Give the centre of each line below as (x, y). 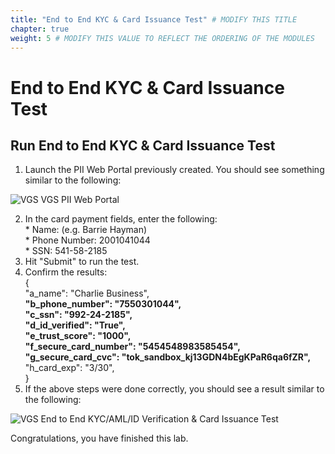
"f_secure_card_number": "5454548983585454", (132, 347)
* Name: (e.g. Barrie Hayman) (86, 230)
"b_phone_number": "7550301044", (103, 304)
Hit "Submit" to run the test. (82, 262)
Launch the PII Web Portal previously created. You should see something (174, 170)
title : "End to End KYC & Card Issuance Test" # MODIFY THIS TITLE (154, 19)
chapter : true (40, 29)
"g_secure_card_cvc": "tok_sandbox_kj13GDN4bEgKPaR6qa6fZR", (168, 357)
